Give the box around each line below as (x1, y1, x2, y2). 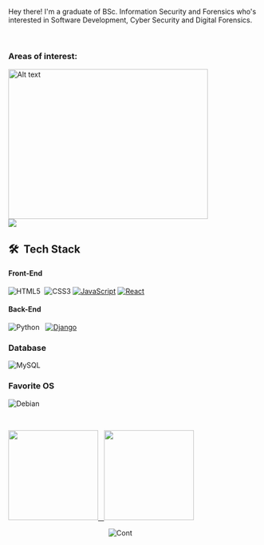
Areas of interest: (8, 50, 78, 62)
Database (8, 343, 46, 354)
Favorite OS (8, 380, 55, 392)
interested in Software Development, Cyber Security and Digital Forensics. (8, 15, 253, 25)
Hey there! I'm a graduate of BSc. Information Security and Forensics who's (8, 7, 257, 16)
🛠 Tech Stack (8, 242, 81, 256)
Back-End (8, 304, 41, 314)
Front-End (8, 269, 43, 278)
